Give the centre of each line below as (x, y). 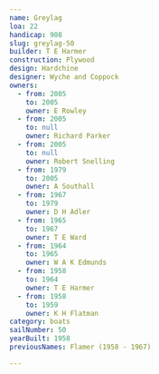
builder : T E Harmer (48, 52)
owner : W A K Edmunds (66, 263)
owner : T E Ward (56, 237)
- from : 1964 (42, 246)
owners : (24, 85)
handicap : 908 (36, 34)
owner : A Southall (60, 187)
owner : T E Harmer (60, 288)
